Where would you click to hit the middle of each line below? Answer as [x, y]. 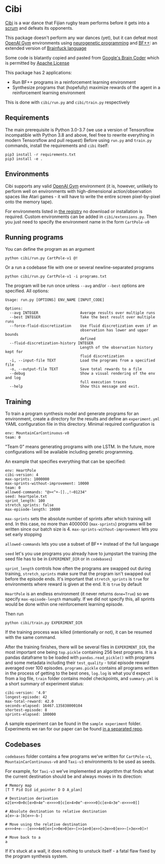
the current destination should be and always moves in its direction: [74, 776]
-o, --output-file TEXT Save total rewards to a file [76, 369]
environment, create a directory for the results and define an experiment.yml [82, 419]
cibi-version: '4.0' [26, 693]
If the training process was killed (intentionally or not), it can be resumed [79, 632]
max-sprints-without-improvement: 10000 [47, 484]
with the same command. [31, 637]
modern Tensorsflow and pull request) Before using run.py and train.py [78, 140]
